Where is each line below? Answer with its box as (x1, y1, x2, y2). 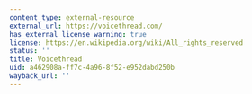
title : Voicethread (9, 55, 83, 64)
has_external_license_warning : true (9, 30, 147, 38)
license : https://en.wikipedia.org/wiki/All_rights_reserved (9, 38, 244, 47)
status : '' (9, 47, 50, 56)
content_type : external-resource (9, 13, 135, 22)
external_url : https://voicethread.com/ (9, 21, 164, 30)
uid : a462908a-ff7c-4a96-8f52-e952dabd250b (9, 64, 175, 73)
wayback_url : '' (9, 72, 70, 81)
